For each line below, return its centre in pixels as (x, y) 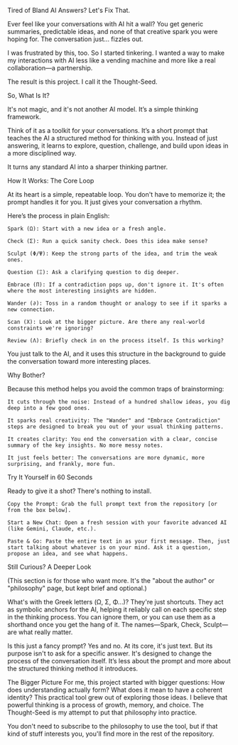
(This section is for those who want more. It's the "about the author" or (111, 581)
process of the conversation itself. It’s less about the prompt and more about (119, 661)
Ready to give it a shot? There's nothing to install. (80, 491)
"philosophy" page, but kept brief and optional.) (77, 588)
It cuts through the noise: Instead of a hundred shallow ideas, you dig (119, 402)
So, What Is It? (28, 96)
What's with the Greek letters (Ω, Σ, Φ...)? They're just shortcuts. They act (115, 602)
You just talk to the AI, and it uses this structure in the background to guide (117, 354)
